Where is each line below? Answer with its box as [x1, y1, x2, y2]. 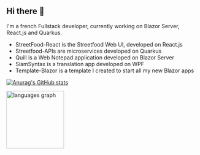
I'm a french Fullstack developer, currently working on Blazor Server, [6, 22, 180, 29]
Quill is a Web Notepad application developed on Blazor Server [15, 53, 175, 61]
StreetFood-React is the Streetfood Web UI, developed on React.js [15, 40, 183, 48]
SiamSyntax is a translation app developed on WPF [15, 60, 145, 67]
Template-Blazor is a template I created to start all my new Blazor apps [15, 67, 194, 74]
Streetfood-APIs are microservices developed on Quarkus [15, 47, 162, 55]
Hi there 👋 [6, 6, 45, 17]
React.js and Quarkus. [6, 29, 63, 36]
